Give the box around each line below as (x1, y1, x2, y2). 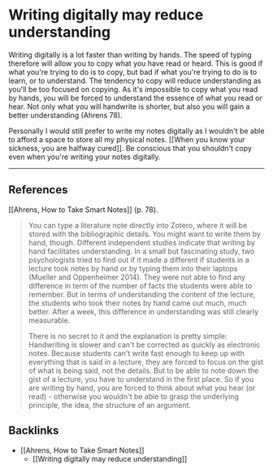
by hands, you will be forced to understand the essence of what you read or (8, 93, 262, 102)
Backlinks (8, 424, 59, 438)
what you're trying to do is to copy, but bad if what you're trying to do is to (8, 67, 258, 76)
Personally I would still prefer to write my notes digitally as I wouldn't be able (8, 126, 265, 136)
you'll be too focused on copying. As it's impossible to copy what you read (8, 84, 258, 94)
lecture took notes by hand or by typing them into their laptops (28, 263, 238, 273)
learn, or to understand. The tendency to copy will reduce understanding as (8, 76, 262, 85)
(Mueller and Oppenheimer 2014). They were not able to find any (28, 272, 246, 282)
